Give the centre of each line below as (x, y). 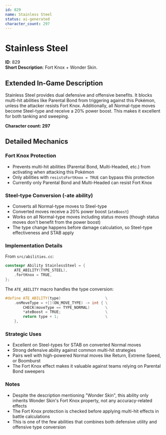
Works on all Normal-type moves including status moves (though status (86, 217)
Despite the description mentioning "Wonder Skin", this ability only (81, 395)
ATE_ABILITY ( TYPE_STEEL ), (41, 270)
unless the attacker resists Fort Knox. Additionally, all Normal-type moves (80, 106)
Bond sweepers (28, 371)
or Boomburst (26, 361)
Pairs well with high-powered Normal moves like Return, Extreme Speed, (87, 356)
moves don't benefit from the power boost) (56, 222)
